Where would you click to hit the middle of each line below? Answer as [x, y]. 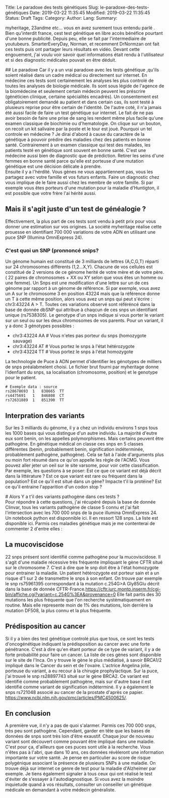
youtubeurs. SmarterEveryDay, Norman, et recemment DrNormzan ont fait [82, 44]
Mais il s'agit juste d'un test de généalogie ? [76, 209]
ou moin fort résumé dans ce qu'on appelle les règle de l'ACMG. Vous [77, 460]
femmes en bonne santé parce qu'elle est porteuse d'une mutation [74, 161]
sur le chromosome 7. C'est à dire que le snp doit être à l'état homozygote [82, 567]
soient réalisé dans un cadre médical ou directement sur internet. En [76, 75]
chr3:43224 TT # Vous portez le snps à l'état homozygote [73, 352]
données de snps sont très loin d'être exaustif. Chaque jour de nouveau [79, 736]
